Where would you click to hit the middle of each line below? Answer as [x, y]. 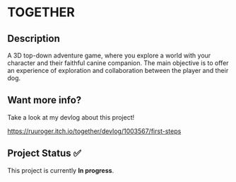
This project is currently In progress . [61, 170]
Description [34, 39]
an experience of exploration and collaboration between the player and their [118, 70]
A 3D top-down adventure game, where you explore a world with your [109, 55]
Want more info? [45, 100]
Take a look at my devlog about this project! [71, 117]
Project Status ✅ [44, 153]
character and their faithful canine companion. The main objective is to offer [118, 63]
